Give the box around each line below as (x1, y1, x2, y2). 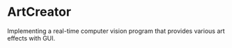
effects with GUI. (7, 34, 56, 42)
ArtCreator (7, 4, 72, 20)
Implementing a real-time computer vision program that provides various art (7, 27, 225, 35)
